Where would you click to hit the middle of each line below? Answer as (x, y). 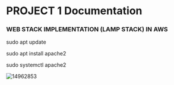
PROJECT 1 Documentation (74, 11)
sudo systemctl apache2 (36, 65)
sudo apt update (26, 42)
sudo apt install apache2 (36, 54)
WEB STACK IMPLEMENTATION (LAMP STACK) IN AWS (87, 30)
